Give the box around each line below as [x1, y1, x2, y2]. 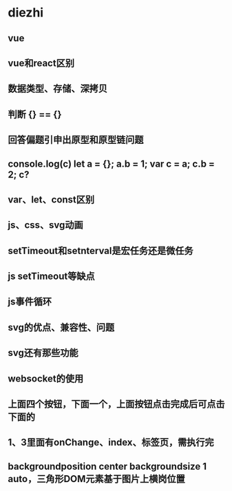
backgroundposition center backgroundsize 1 [8, 460, 207, 472]
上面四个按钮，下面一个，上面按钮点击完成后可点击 [8, 398, 225, 410]
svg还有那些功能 [8, 347, 78, 359]
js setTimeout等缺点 [8, 271, 95, 282]
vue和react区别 [8, 57, 75, 69]
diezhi [8, 5, 44, 21]
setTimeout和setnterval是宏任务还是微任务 [8, 244, 193, 256]
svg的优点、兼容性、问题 [8, 322, 115, 333]
